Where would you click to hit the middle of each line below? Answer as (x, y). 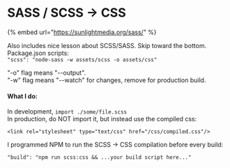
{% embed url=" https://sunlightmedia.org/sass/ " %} (82, 32)
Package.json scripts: (38, 53)
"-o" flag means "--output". (47, 72)
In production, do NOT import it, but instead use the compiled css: (102, 119)
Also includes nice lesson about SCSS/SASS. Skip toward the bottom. (107, 45)
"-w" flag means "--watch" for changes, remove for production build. (107, 80)
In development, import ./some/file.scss (67, 112)
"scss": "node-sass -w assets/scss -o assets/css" (82, 60)
